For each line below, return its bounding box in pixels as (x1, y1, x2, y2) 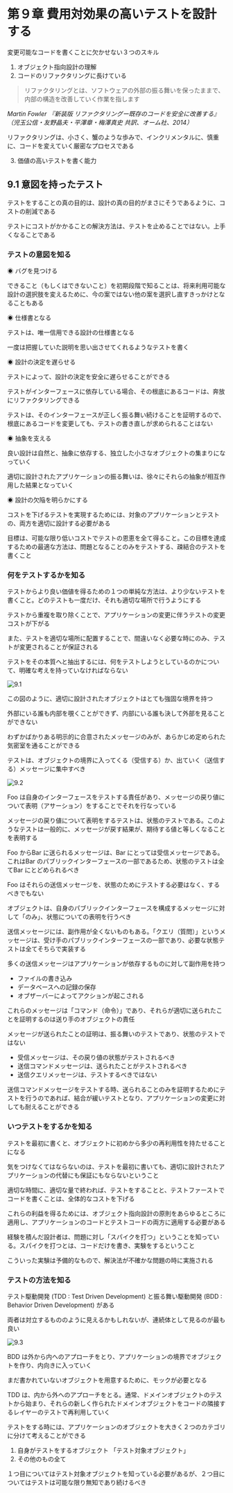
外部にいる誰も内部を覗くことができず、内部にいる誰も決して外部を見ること (7, 709, 225, 718)
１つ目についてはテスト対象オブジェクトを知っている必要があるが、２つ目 (7, 1469, 220, 1478)
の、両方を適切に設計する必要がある (7, 519, 111, 528)
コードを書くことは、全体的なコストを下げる (7, 1195, 135, 1203)
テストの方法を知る (7, 1275, 71, 1285)
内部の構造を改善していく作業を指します (24, 94, 140, 103)
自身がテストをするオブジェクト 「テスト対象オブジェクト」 (17, 1446, 189, 1454)
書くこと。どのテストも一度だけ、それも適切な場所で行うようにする (7, 596, 202, 605)
